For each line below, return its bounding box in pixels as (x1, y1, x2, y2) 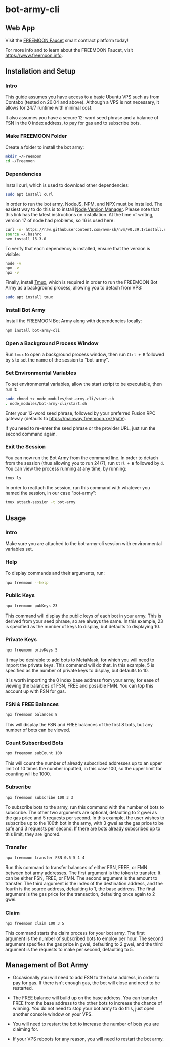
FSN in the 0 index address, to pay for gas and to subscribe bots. (5, 120, 141, 126)
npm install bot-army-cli (5, 328, 60, 333)
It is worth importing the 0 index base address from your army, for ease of (5, 677, 159, 683)
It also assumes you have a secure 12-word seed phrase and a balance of (5, 114, 159, 120)
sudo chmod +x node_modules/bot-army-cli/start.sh (5, 396, 114, 401)
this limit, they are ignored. (5, 831, 61, 837)
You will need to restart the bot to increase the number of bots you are (12, 1021, 159, 1027)
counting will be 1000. (5, 771, 51, 777)
